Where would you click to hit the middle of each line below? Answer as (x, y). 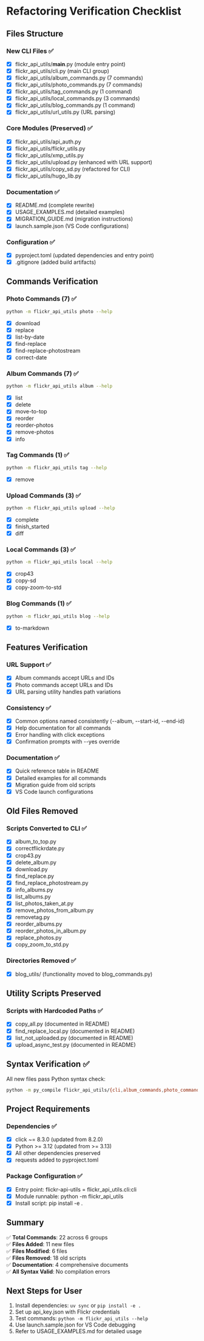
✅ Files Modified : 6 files (37, 1251)
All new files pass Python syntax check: (56, 1079)
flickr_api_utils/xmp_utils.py (49, 155)
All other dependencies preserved (58, 1153)
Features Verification (47, 648)
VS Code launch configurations (54, 791)
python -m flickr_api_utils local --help (59, 562)
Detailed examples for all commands (61, 778)
